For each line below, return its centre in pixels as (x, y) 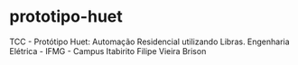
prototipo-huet (66, 17)
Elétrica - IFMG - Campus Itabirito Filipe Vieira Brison (108, 51)
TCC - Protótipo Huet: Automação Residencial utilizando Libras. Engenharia (150, 42)
